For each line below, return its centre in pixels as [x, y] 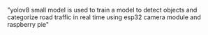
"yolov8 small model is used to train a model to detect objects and [102, 10]
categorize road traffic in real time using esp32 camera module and [104, 17]
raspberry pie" [28, 24]
